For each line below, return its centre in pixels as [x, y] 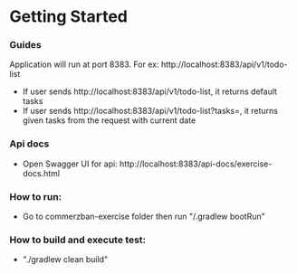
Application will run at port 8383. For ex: [84, 64]
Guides [26, 45]
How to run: [36, 196]
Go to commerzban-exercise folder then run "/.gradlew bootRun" [144, 217]
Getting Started [69, 17]
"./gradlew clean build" [65, 260]
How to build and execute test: [78, 240]
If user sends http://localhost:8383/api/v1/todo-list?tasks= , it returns [150, 111]
